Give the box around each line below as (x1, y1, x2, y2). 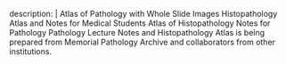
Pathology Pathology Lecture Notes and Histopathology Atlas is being (9, 28, 266, 37)
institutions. (9, 46, 52, 57)
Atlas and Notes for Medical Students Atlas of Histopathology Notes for (9, 18, 271, 28)
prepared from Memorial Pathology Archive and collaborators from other (9, 36, 276, 47)
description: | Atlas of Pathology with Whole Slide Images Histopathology (9, 9, 278, 19)
